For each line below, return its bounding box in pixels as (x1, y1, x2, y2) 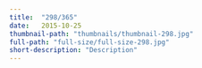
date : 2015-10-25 (9, 21, 82, 30)
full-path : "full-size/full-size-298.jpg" (9, 37, 170, 47)
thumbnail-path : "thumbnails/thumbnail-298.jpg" (9, 29, 194, 38)
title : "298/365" (9, 12, 78, 22)
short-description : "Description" (9, 46, 139, 55)
